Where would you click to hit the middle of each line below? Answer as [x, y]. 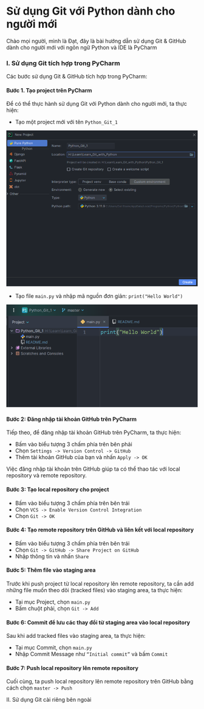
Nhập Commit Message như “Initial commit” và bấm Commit [91, 654]
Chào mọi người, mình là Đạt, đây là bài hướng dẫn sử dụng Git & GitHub [96, 41]
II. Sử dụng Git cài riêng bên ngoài [49, 700]
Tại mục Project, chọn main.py [53, 602]
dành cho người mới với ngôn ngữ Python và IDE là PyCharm [82, 47]
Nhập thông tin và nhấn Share [52, 556]
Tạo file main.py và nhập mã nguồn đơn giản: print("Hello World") [99, 296]
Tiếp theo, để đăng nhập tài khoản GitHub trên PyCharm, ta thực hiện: [94, 432]
